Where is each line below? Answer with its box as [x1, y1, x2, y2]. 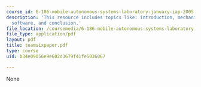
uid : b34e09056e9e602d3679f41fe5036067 [6, 53, 106, 59]
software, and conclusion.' [11, 20, 82, 26]
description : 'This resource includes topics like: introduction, [6, 14, 175, 20]
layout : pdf [6, 37, 36, 43]
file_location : [6, 25, 44, 32]
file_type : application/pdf [6, 31, 77, 37]
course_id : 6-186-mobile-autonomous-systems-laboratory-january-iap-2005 [6, 8, 194, 15]
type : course [6, 48, 39, 54]
